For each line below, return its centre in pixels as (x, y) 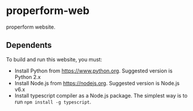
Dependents (29, 45)
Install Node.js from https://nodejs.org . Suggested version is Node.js (97, 83)
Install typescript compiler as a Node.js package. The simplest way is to (101, 95)
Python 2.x (27, 77)
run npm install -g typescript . (53, 102)
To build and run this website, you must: (54, 59)
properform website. (31, 27)
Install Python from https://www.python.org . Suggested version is (93, 71)
